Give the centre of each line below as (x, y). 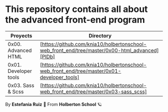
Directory (100, 35)
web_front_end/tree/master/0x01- (80, 71)
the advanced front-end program (75, 20)
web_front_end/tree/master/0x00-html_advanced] (99, 50)
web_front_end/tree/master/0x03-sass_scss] (93, 91)
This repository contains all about (76, 9)
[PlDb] (47, 56)
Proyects (21, 35)
